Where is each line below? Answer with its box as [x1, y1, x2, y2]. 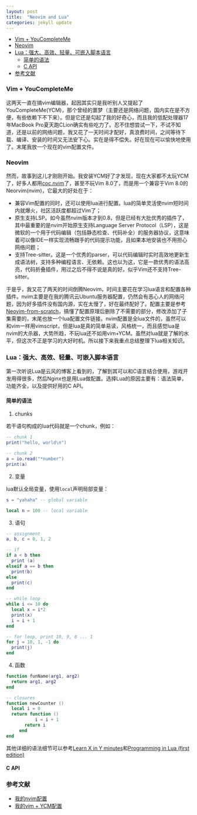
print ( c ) [11, 580, 33, 586]
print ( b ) [11, 568, 33, 574]
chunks [14, 410, 33, 418]
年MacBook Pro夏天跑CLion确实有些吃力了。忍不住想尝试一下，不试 [6, 121, 171, 128]
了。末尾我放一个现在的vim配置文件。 [6, 143, 97, 150]
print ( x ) [11, 612, 33, 618]
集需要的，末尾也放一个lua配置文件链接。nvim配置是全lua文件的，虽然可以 [6, 315, 186, 322]
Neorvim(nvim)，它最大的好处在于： [6, 187, 94, 194]
